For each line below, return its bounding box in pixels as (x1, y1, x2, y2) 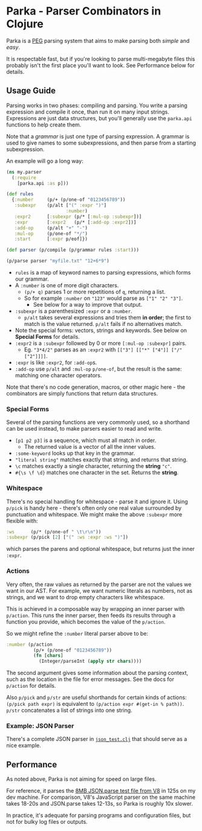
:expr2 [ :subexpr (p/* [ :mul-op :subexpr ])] (14, 213, 142, 220)
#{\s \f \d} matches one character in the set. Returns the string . (15, 469, 179, 476)
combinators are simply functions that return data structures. (6, 390, 158, 397)
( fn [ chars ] (33, 653, 64, 659)
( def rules (6, 191, 34, 197)
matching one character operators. (15, 372, 102, 379)
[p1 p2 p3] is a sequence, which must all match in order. (15, 437, 157, 444)
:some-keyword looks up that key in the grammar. (15, 449, 135, 457)
